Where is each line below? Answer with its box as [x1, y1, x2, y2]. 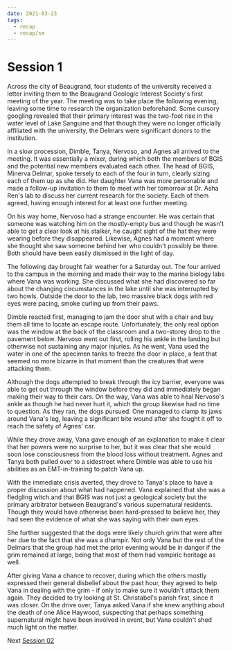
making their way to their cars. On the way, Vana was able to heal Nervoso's [7, 392, 225, 401]
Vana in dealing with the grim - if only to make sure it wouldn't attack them [7, 587, 220, 595]
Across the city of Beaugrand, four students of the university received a [7, 83, 212, 91]
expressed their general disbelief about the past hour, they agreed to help [7, 579, 217, 587]
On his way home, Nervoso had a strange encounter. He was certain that [7, 212, 215, 220]
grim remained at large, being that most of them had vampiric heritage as [7, 550, 216, 559]
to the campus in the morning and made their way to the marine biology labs [7, 270, 225, 278]
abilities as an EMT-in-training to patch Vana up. [7, 465, 145, 474]
